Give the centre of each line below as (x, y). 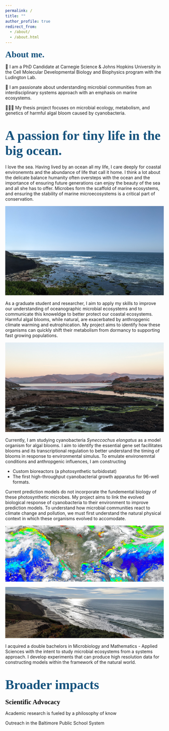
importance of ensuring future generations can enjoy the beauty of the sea (83, 183)
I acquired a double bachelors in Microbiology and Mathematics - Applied (81, 646)
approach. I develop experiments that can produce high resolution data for (82, 657)
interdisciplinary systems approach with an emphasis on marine (71, 93)
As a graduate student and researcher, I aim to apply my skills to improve (81, 303)
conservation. (20, 199)
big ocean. (33, 151)
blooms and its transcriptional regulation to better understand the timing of (82, 451)
